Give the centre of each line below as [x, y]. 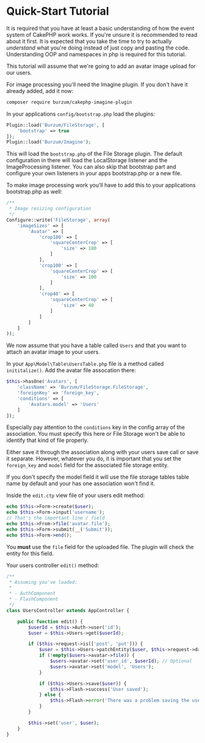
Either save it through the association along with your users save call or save [103, 452]
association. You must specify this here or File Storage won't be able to [96, 434]
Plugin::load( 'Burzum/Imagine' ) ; [49, 142]
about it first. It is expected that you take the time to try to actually [89, 41]
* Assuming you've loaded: [43, 582]
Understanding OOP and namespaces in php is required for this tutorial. [96, 54]
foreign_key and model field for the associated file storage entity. [88, 465]
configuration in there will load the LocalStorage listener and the [87, 160]
